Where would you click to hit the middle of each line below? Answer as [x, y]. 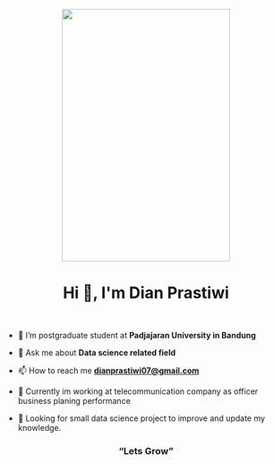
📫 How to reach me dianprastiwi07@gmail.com [108, 370]
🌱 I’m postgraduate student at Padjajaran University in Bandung [137, 335]
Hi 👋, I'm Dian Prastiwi [146, 293]
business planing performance [74, 400]
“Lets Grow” [146, 451]
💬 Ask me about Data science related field [97, 352]
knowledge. [39, 427]
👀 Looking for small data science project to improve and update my [141, 418]
